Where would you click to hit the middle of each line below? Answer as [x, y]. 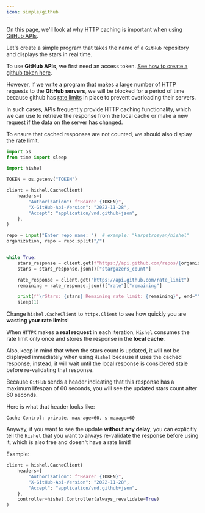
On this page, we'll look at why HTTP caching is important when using [95, 29]
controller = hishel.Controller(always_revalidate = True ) [88, 499]
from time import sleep [37, 157]
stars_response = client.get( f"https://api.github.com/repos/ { [99, 263]
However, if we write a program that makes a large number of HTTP [91, 84]
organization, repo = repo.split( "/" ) [56, 241]
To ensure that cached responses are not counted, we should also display [99, 134]
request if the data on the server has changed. [65, 122]
